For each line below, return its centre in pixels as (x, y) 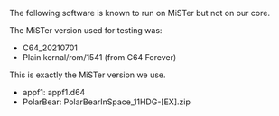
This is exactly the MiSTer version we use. (88, 75)
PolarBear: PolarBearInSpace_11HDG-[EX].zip (107, 102)
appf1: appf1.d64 (54, 92)
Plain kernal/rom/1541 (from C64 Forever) (99, 57)
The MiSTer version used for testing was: (86, 30)
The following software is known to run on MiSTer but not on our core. (140, 13)
